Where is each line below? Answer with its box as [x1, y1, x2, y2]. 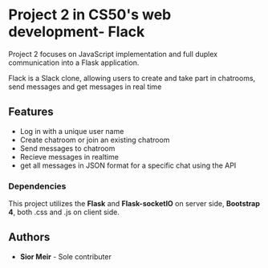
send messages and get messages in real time [8, 82, 162, 91]
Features [8, 105, 54, 119]
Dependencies [8, 181, 67, 192]
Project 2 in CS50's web [8, 6, 172, 24]
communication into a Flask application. [8, 58, 140, 67]
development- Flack [8, 22, 145, 41]
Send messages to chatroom [19, 143, 116, 153]
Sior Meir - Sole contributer [19, 251, 112, 262]
